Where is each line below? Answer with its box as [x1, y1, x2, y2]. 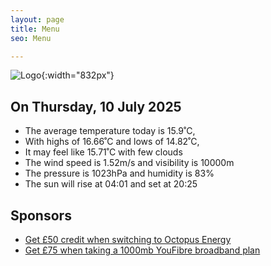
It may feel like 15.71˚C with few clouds [24, 146, 183, 158]
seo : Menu [10, 33, 52, 43]
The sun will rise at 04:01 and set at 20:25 [24, 178, 198, 190]
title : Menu [10, 24, 60, 34]
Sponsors [10, 207, 72, 224]
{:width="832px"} [41, 69, 115, 81]
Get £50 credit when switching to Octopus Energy [24, 234, 232, 245]
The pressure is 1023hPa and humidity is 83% [24, 167, 215, 180]
